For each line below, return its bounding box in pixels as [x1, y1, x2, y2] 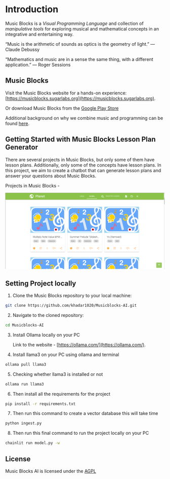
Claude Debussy [5, 46, 40, 52]
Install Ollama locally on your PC [12, 332, 80, 338]
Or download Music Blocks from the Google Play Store [5, 105, 119, 111]
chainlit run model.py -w [5, 440, 60, 445]
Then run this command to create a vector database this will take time [12, 410, 158, 417]
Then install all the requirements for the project [12, 391, 110, 397]
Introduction [5, 4, 59, 15]
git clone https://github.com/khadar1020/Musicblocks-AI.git [5, 303, 137, 308]
